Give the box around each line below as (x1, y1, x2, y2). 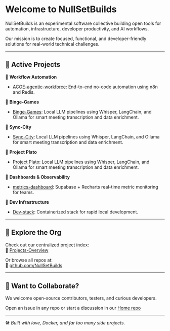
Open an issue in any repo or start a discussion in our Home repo (5, 305, 141, 311)
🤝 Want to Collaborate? (5, 281, 79, 290)
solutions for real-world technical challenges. (5, 41, 100, 47)
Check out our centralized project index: (5, 242, 90, 248)
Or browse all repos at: (5, 257, 53, 263)
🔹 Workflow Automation (5, 73, 57, 80)
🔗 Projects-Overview (5, 247, 49, 253)
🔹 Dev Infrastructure (5, 199, 50, 205)
